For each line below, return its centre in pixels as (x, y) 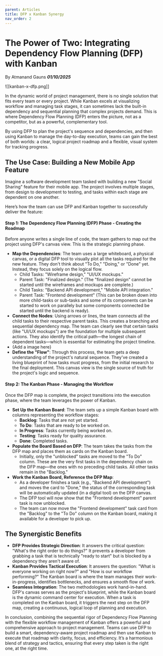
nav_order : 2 (18, 19)
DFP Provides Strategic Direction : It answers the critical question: (78, 546)
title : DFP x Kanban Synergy (35, 14)
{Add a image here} (32, 347)
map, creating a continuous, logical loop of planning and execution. (80, 608)
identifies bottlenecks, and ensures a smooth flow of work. (97, 582)
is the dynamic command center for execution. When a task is (74, 597)
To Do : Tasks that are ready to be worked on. (64, 425)
